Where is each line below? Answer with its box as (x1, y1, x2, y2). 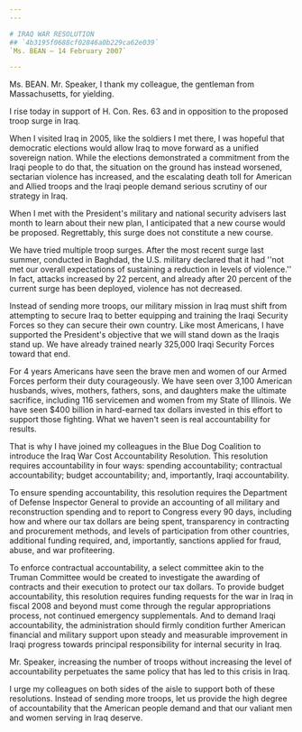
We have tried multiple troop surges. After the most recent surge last (9, 245, 264, 255)
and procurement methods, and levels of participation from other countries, (9, 525, 290, 537)
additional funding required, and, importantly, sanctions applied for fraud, (9, 535, 282, 546)
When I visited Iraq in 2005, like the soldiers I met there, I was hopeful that (9, 133, 286, 144)
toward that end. (9, 348, 70, 359)
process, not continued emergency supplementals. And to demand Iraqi (9, 610, 277, 621)
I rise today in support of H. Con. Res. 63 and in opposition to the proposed (9, 106, 288, 117)
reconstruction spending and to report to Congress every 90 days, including (9, 506, 292, 517)
